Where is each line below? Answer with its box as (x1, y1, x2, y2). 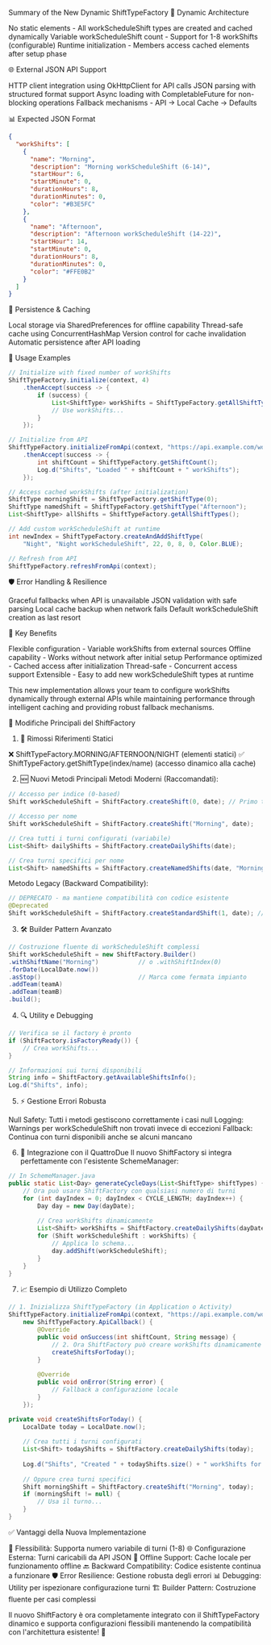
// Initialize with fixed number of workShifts (8, 369, 172, 377)
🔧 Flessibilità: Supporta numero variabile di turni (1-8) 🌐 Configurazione (8, 1543, 246, 1553)
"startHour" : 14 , (29, 238, 89, 246)
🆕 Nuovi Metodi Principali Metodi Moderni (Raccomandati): (19, 774, 219, 784)
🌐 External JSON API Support (8, 65, 107, 74)
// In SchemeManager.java (8, 1172, 95, 1180)
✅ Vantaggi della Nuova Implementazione (8, 1527, 147, 1537)
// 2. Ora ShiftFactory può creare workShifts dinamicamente (51, 1340, 262, 1349)
